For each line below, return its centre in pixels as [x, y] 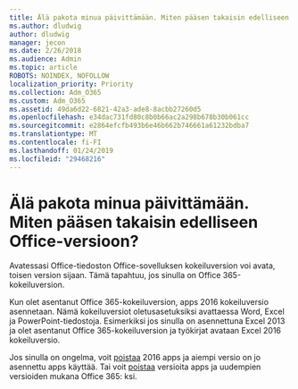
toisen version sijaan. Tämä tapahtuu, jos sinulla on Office [115, 275]
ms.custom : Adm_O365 [48, 101]
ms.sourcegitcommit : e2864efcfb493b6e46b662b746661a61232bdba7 [129, 126]
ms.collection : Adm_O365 [55, 92]
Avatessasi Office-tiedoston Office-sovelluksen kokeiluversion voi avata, [142, 266]
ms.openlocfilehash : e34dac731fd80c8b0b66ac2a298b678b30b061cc [129, 117]
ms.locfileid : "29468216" [57, 159]
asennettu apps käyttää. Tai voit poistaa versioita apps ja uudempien [135, 367]
